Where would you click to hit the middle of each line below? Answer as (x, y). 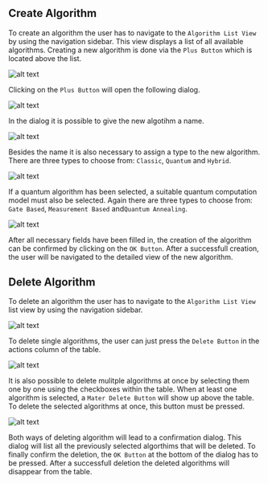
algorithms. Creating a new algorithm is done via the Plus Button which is (130, 50)
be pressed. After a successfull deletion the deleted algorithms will (119, 463)
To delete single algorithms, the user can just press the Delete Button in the (134, 341)
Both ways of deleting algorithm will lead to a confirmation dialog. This (125, 437)
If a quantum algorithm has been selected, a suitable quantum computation (133, 191)
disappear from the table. (50, 472)
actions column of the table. (55, 350)
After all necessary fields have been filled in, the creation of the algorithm (130, 240)
